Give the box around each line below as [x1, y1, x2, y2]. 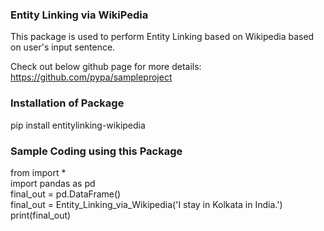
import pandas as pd [10, 177, 96, 189]
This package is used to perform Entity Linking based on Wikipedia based [10, 31, 315, 43]
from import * [10, 166, 67, 178]
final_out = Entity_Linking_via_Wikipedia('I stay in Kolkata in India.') [10, 198, 283, 210]
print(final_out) [10, 209, 72, 221]
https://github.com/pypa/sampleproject [10, 71, 173, 83]
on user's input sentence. [10, 41, 116, 53]
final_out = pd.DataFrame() [10, 188, 122, 200]
